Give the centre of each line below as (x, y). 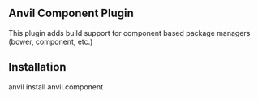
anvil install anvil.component (56, 87)
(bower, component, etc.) (51, 41)
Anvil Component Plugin (71, 13)
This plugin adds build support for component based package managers (129, 33)
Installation (37, 67)
